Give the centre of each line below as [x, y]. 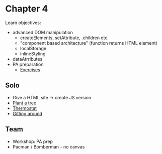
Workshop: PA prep [32, 141]
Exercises [30, 69]
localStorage [33, 48]
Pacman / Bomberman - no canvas [49, 146]
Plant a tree [24, 103]
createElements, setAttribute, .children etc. [64, 38]
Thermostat [24, 108]
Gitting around [27, 113]
